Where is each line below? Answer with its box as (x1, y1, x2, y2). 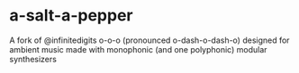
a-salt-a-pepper (9, 5, 133, 26)
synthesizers (9, 53, 57, 64)
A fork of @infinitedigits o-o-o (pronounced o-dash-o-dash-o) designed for (9, 35, 290, 45)
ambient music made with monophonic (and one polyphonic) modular (9, 44, 267, 54)
